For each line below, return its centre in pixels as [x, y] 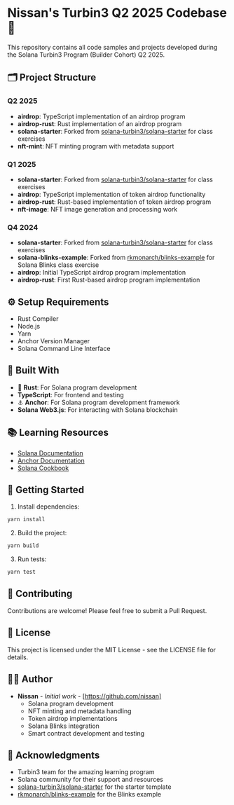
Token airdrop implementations [73, 718]
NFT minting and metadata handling [80, 711]
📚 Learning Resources [58, 433]
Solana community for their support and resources [90, 780]
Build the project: [42, 533]
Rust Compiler [38, 319]
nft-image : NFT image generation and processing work [97, 209]
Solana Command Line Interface [64, 349]
